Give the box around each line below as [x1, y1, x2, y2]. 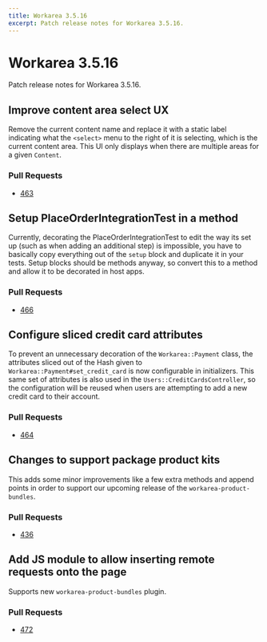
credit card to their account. [8, 391, 101, 401]
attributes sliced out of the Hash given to [8, 358, 142, 367]
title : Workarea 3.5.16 [8, 11, 88, 20]
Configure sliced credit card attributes [8, 328, 204, 342]
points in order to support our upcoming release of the [8, 483, 188, 492]
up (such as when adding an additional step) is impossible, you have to [8, 241, 242, 251]
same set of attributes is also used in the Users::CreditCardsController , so [8, 375, 256, 384]
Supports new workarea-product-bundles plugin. [8, 586, 166, 596]
